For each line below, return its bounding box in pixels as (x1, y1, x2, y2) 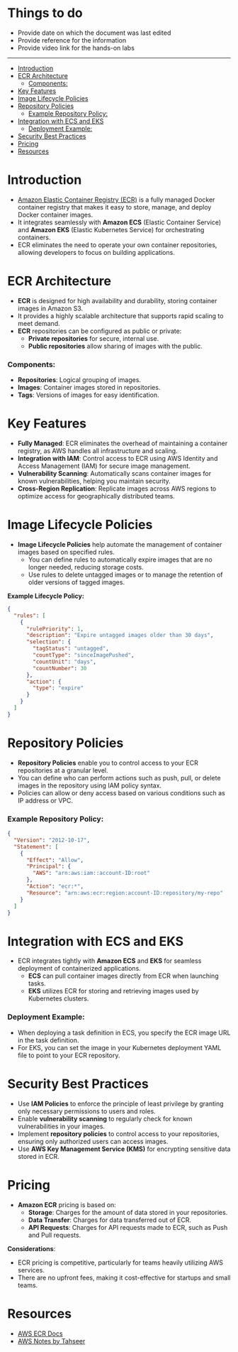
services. (17, 1265, 45, 1274)
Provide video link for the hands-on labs (17, 43, 135, 52)
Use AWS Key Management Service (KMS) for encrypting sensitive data (17, 1145, 231, 1153)
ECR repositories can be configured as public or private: (17, 327, 182, 335)
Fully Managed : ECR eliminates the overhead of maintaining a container (17, 439, 228, 448)
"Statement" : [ (13, 843, 59, 850)
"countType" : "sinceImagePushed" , (33, 652, 135, 659)
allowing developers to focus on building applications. (17, 248, 175, 256)
